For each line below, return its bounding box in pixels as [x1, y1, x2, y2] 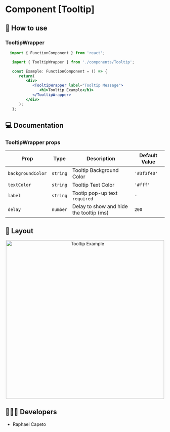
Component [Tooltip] [5, 4, 95, 15]
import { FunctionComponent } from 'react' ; [10, 50, 105, 55]
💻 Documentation [5, 121, 64, 130]
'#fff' [134, 182, 150, 188]
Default [139, 152, 158, 159]
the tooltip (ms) [72, 209, 109, 217]
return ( [18, 74, 35, 79]
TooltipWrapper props [5, 138, 61, 146]
